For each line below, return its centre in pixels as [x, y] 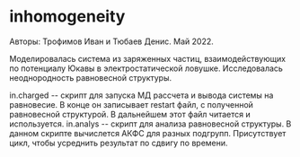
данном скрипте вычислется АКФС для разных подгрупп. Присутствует [148, 133]
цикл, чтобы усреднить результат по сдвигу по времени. [119, 143]
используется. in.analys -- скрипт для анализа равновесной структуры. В [150, 124]
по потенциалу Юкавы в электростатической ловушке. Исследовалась [146, 68]
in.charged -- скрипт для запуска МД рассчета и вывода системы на [141, 95]
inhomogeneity [67, 17]
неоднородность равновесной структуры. [91, 77]
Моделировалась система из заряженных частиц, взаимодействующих [147, 58]
